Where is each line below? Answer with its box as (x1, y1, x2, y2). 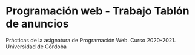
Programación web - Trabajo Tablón (5, 4, 190, 18)
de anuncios (5, 17, 69, 30)
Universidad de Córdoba (5, 43, 67, 50)
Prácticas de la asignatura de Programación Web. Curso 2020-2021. (5, 36, 176, 44)
